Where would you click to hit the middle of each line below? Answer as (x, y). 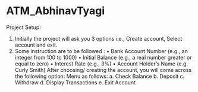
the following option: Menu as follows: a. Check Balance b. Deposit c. (100, 76)
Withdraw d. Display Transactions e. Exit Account (75, 82)
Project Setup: (24, 27)
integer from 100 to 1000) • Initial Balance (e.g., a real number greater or (103, 57)
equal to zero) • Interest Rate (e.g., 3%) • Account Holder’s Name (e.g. (101, 64)
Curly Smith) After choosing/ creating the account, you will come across (103, 70)
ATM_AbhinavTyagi (56, 11)
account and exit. (36, 45)
